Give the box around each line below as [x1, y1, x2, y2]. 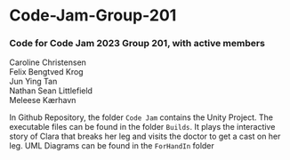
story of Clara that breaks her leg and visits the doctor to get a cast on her [9, 131, 281, 142]
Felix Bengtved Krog [9, 67, 84, 77]
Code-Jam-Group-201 [9, 5, 177, 26]
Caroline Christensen [9, 57, 87, 68]
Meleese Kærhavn [9, 95, 77, 106]
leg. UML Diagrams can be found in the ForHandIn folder [9, 140, 215, 151]
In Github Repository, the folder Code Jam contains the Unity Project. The [9, 112, 274, 123]
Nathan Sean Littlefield [9, 85, 93, 96]
